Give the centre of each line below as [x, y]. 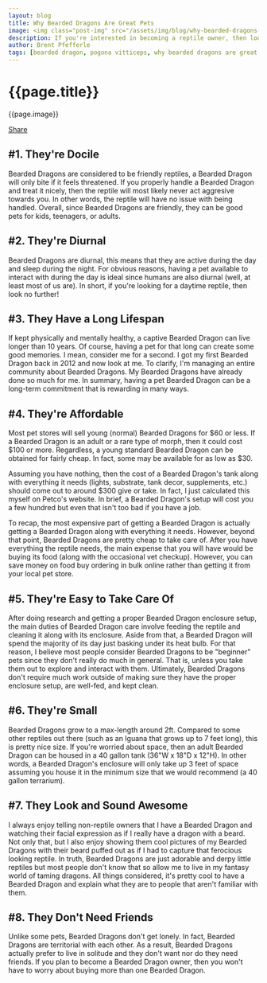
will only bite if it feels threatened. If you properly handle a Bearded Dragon [131, 182]
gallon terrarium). [37, 780]
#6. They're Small [53, 710]
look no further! [34, 294]
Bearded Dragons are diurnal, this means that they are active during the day [132, 260]
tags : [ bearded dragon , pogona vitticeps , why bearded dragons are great [133, 53]
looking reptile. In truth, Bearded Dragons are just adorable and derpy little [130, 858]
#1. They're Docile [54, 155]
